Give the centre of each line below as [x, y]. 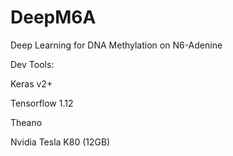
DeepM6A [53, 17]
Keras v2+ [31, 83]
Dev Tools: [32, 64]
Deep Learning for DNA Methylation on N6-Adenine [116, 45]
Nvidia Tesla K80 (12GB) [60, 142]
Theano [26, 122]
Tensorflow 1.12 [42, 103]
